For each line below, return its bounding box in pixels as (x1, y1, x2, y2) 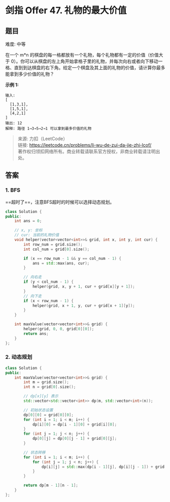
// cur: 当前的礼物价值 (14, 232, 59, 237)
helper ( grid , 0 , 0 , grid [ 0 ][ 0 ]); (23, 327, 94, 332)
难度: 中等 (5, 41, 26, 47)
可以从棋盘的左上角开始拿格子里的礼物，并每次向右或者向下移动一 (24, 58, 163, 64)
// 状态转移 (23, 450, 46, 455)
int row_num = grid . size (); (23, 242, 83, 247)
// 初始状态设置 (23, 407, 53, 413)
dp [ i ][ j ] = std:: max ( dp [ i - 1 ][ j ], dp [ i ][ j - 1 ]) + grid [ (41, 464, 167, 469)
